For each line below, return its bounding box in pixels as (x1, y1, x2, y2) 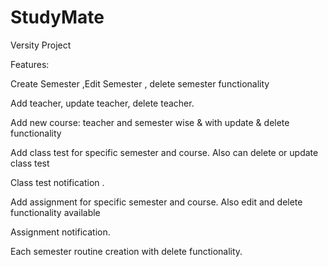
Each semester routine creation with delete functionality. (10, 245, 243, 257)
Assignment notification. (10, 226, 111, 238)
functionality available (10, 206, 101, 218)
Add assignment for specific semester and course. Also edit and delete (10, 196, 303, 208)
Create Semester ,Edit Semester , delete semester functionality (10, 77, 270, 90)
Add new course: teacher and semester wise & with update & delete (10, 116, 290, 128)
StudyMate (10, 6, 105, 29)
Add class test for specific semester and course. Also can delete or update (10, 146, 319, 158)
